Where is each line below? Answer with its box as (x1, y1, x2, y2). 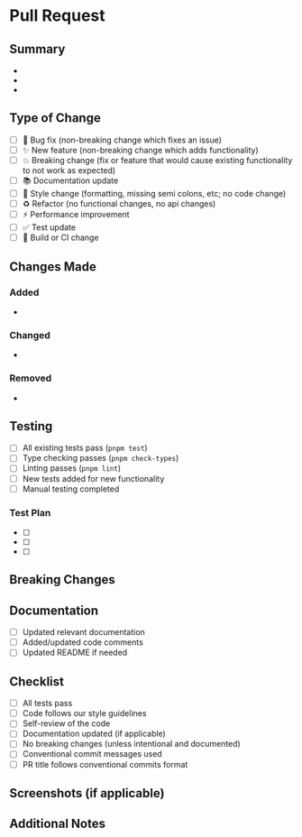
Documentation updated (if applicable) (22, 728, 167, 740)
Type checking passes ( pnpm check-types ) (22, 453, 179, 464)
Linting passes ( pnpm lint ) (22, 463, 122, 474)
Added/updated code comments (22, 637, 144, 648)
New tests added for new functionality (22, 473, 165, 483)
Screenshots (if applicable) (9, 786, 165, 801)
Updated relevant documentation (22, 627, 146, 638)
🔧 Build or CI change (22, 232, 99, 244)
